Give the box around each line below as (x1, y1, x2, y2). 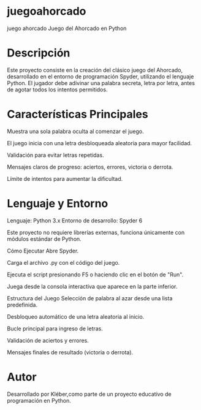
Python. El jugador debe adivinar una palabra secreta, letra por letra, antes (7, 79, 195, 86)
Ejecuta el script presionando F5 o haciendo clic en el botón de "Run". (7, 271, 184, 278)
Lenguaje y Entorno (7, 197, 108, 210)
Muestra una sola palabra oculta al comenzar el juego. (7, 127, 145, 135)
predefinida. (7, 301, 38, 308)
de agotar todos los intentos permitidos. (7, 86, 108, 93)
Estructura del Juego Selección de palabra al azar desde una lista (7, 294, 173, 302)
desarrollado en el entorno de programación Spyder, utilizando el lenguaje (7, 72, 194, 80)
